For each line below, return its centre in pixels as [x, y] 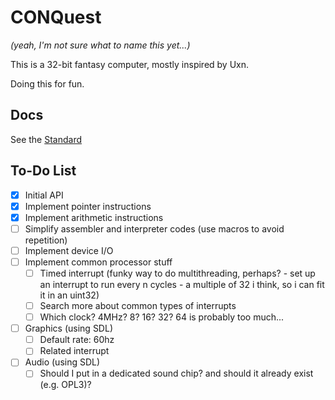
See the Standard [46, 139]
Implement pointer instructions [88, 206]
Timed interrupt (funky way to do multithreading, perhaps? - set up [177, 273]
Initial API [44, 195]
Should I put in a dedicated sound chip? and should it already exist [176, 373]
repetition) [46, 240]
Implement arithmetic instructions [94, 217]
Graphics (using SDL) [68, 328]
